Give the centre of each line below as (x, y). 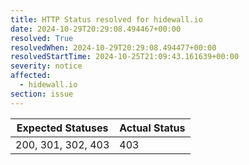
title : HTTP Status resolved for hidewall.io (106, 19)
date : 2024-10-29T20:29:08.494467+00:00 (96, 29)
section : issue (42, 94)
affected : (31, 76)
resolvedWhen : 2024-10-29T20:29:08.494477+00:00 (113, 47)
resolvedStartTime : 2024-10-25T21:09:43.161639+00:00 (125, 57)
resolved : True (42, 38)
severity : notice (46, 66)
